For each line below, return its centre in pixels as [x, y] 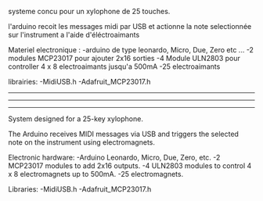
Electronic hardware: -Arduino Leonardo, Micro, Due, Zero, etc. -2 [114, 157]
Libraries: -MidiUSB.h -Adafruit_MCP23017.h [80, 189]
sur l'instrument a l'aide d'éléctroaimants [74, 35]
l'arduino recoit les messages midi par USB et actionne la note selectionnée [130, 26]
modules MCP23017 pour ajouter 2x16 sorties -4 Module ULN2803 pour [124, 58]
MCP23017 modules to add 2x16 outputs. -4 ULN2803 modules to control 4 [130, 166]
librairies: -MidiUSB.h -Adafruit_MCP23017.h [79, 82]
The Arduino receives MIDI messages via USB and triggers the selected [123, 134]
